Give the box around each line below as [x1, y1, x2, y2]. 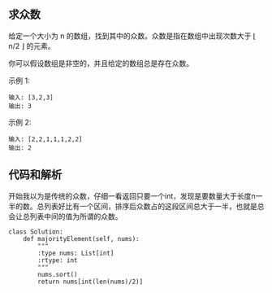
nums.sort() [37, 270, 79, 278]
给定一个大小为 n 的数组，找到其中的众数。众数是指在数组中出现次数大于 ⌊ [8, 31, 257, 41]
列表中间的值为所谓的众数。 [29, 211, 123, 221]
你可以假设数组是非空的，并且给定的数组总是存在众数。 [8, 58, 193, 68]
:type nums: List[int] [37, 249, 114, 257]
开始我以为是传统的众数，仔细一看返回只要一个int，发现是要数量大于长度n [8, 190, 256, 201]
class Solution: [8, 227, 63, 236]
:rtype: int [37, 256, 79, 265]
